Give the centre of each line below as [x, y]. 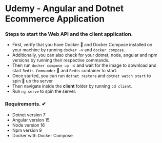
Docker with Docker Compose [42, 135]
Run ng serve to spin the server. [44, 91]
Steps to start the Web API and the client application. [69, 34]
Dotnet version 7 [29, 115]
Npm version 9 [27, 130]
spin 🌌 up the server [32, 81]
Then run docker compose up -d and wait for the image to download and [84, 65]
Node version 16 [29, 125]
